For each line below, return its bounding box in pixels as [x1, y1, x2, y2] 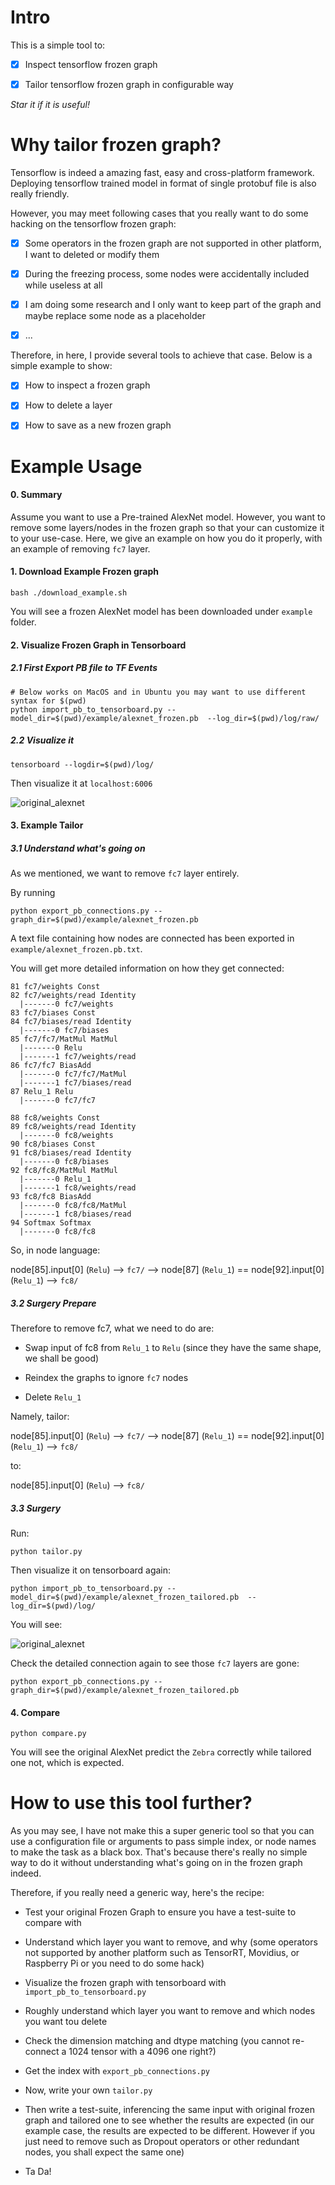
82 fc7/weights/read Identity [10, 991, 137, 1001]
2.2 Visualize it [10, 734, 75, 746]
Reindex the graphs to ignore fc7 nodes [24, 1372, 189, 1384]
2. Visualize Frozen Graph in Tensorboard [10, 639, 187, 651]
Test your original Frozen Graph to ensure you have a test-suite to [24, 1906, 297, 1918]
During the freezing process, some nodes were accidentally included [24, 268, 310, 280]
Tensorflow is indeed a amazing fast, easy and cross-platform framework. [10, 167, 315, 178]
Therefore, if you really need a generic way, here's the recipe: [10, 1887, 265, 1899]
